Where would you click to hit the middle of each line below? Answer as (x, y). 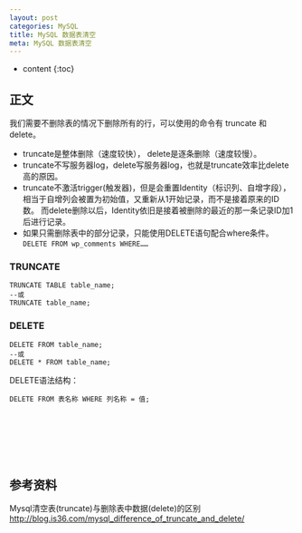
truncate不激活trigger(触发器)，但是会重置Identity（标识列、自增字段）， (156, 188)
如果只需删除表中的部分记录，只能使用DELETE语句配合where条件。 (148, 233)
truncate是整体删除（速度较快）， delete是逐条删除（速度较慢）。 (142, 154)
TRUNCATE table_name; (50, 303)
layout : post (34, 18)
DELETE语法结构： (44, 380)
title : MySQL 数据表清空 (53, 34)
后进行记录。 (46, 222)
